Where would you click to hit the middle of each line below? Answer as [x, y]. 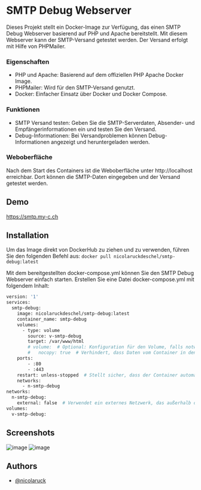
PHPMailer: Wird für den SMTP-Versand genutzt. [75, 88]
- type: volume [41, 330]
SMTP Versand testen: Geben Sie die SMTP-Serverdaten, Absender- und [105, 122]
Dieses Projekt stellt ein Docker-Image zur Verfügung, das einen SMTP [94, 27]
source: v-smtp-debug [55, 336]
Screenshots [31, 433]
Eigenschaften [28, 62]
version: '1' [22, 297]
